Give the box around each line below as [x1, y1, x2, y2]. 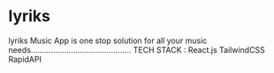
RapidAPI [8, 54, 42, 64]
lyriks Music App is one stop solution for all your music [8, 35, 208, 46]
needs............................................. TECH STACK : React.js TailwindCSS [8, 44, 266, 55]
